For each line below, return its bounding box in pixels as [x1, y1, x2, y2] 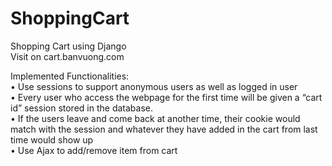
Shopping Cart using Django [10, 40, 127, 52]
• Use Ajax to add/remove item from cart [10, 144, 178, 156]
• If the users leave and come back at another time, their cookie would [10, 112, 301, 124]
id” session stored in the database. [10, 102, 153, 114]
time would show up [10, 133, 94, 146]
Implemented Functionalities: [10, 70, 130, 82]
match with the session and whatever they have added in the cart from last [10, 123, 318, 135]
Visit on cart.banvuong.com [10, 50, 125, 62]
